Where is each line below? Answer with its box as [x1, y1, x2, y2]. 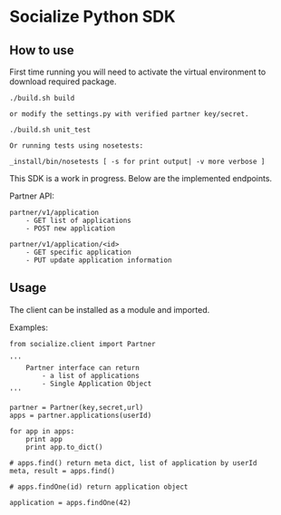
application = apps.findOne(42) [9, 498, 131, 507]
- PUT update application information [25, 256, 172, 265]
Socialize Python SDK [9, 6, 176, 27]
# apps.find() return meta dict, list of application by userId [9, 458, 257, 468]
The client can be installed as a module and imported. [9, 304, 210, 315]
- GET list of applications [25, 216, 131, 225]
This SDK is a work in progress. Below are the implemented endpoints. [9, 173, 273, 183]
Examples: [9, 322, 48, 333]
